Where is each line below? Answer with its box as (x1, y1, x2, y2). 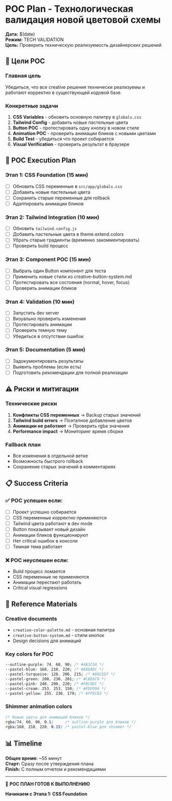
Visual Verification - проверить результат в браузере (12, 141, 130, 147)
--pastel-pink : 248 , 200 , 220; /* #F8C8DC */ (5, 681, 104, 686)
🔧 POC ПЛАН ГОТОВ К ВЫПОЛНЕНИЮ (5, 781, 91, 787)
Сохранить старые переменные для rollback (12, 195, 110, 201)
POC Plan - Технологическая (5, 3, 134, 15)
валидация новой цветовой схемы (5, 14, 161, 26)
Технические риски (5, 400, 57, 407)
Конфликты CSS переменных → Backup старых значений (12, 412, 141, 418)
